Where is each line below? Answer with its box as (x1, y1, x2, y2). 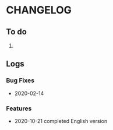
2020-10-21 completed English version (14, 117, 108, 124)
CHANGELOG (6, 3, 72, 17)
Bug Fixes (6, 76, 35, 85)
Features (6, 104, 32, 113)
